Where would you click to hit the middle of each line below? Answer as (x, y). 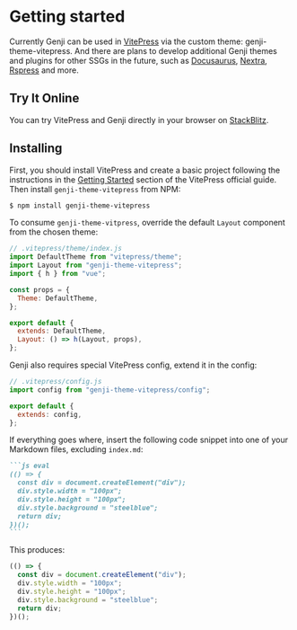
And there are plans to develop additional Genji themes (176, 50)
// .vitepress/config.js (56, 382)
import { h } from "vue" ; (57, 274)
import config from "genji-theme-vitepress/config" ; (110, 390)
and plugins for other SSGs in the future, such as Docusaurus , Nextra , (138, 60)
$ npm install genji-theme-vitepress (80, 205)
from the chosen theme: (54, 232)
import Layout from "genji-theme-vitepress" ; (96, 266)
